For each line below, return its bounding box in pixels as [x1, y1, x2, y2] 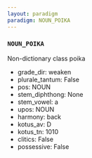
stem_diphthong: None [17, 90, 84, 98]
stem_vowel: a [17, 98, 58, 106]
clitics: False [17, 135, 54, 143]
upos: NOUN [17, 105, 55, 113]
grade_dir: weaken [17, 67, 72, 76]
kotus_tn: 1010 [17, 127, 59, 136]
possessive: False [17, 142, 70, 151]
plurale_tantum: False [17, 75, 79, 84]
